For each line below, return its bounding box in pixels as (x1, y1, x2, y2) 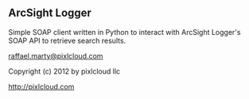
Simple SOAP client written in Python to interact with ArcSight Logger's (8, 27, 241, 36)
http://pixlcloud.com (8, 82, 75, 91)
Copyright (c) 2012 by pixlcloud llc (8, 67, 121, 76)
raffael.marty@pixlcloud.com (8, 51, 103, 60)
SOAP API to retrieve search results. (8, 36, 126, 45)
